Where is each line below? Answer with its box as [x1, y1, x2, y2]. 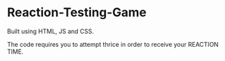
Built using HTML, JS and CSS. [7, 27, 94, 35]
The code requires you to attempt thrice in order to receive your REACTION [7, 40, 219, 48]
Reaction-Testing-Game [7, 5, 147, 20]
